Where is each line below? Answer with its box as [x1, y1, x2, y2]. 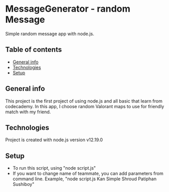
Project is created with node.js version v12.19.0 [5, 137, 103, 143]
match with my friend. [5, 109, 51, 115]
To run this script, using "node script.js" [12, 165, 96, 171]
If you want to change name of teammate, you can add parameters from [12, 171, 163, 177]
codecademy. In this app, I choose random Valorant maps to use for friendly [5, 103, 164, 109]
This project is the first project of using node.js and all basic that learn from [5, 98, 162, 104]
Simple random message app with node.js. [5, 30, 94, 37]
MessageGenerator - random [5, 3, 130, 15]
